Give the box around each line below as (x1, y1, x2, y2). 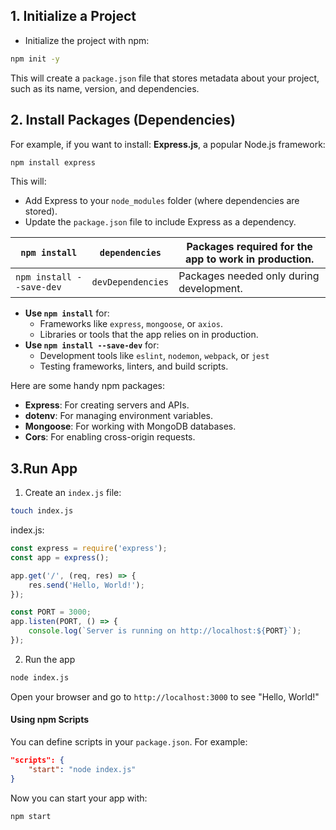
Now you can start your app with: (10, 792, 148, 804)
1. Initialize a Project (10, 8, 137, 25)
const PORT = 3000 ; (10, 607, 92, 618)
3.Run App (10, 460, 78, 477)
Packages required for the (186, 240, 313, 254)
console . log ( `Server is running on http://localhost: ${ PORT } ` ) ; (28, 626, 302, 636)
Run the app (24, 653, 76, 665)
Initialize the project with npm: (24, 34, 150, 46)
